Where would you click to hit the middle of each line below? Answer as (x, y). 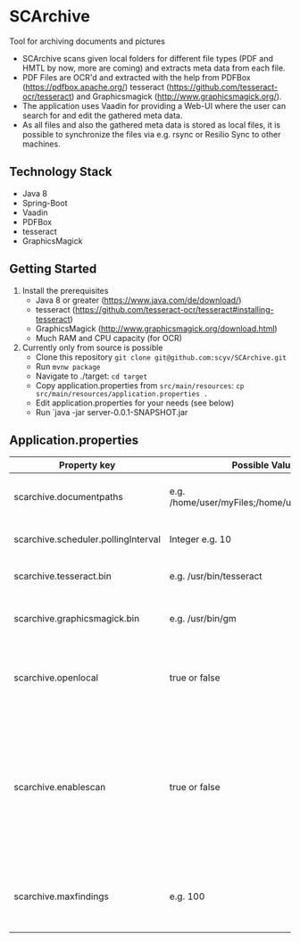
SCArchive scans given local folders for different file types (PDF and (148, 58)
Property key (87, 465)
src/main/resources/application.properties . (121, 394)
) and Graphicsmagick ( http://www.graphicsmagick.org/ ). (176, 96)
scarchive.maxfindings (61, 896)
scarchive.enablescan (60, 788)
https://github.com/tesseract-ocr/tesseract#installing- (174, 309)
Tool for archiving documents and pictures (87, 41)
